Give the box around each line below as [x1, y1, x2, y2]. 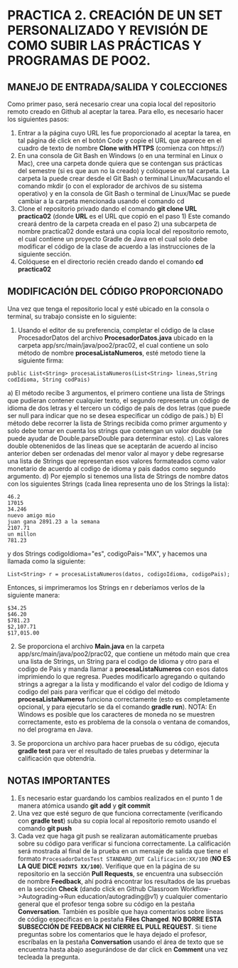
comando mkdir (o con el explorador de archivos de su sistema [17, 182, 202, 190]
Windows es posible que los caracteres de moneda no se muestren [17, 709, 215, 719]
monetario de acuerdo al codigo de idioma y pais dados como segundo [7, 464, 217, 473]
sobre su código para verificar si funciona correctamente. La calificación [17, 839, 231, 848]
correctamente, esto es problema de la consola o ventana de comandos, [17, 717, 230, 726]
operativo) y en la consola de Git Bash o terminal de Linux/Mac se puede [17, 189, 231, 197]
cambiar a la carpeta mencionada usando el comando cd [17, 197, 185, 205]
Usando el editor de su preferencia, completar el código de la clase [17, 326, 215, 334]
